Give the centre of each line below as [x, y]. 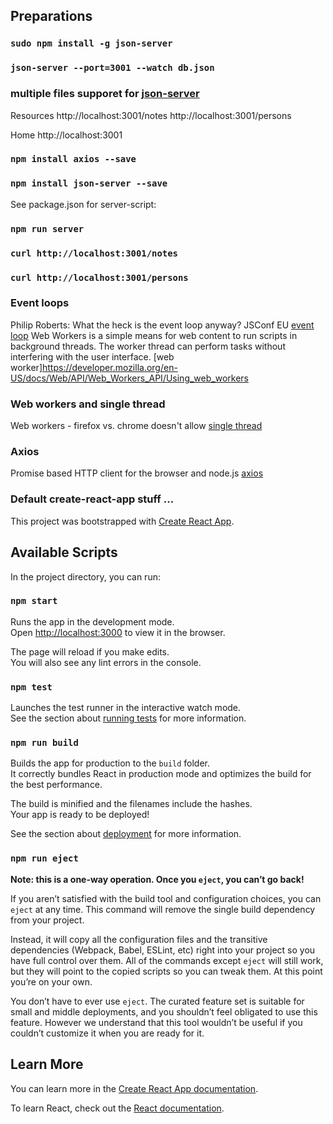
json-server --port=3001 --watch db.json [112, 68]
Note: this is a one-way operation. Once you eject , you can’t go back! [157, 879]
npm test [31, 687]
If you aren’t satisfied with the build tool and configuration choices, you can [166, 898]
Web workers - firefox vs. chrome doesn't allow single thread [136, 426]
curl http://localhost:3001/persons [99, 277]
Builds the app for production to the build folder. [110, 763]
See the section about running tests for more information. [128, 718]
